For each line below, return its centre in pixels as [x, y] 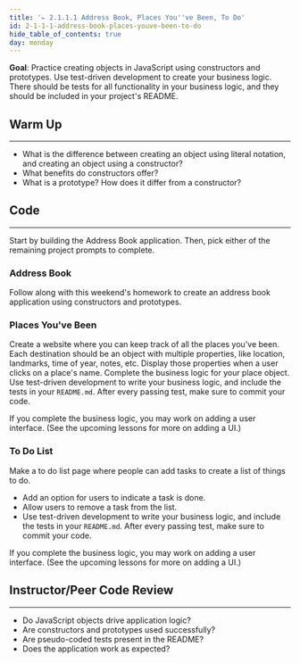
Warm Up [36, 124]
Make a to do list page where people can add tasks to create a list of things [147, 470]
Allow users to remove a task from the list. [100, 507]
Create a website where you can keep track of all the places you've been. [144, 344]
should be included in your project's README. [94, 96]
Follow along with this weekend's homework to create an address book [140, 293]
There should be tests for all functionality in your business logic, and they [144, 87]
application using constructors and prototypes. [96, 302]
